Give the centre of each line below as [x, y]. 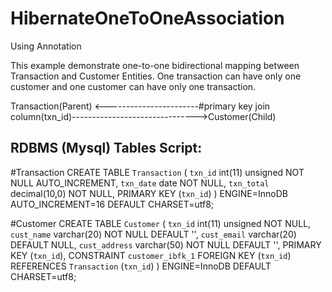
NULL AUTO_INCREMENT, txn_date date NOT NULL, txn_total [140, 183]
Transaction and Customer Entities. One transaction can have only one [156, 76]
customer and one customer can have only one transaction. [133, 86]
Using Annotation [46, 46]
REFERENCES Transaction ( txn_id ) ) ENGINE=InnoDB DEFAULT [141, 266]
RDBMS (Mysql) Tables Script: [106, 148]
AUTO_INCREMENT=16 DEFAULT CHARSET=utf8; [112, 204]
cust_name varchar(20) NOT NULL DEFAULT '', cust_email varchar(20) [153, 234]
